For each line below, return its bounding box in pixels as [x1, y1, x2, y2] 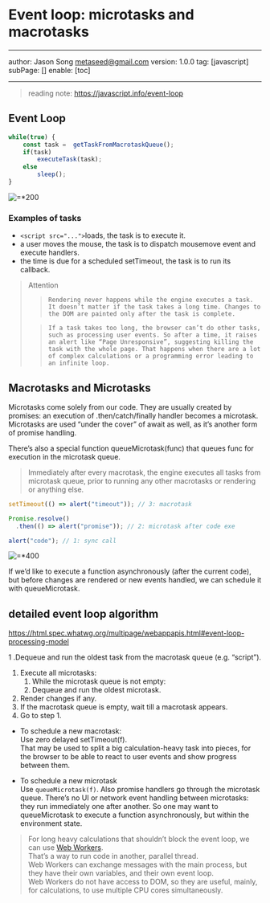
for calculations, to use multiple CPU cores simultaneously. [27, 885, 223, 895]
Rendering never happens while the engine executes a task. [47, 296, 254, 304]
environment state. [19, 819, 83, 828]
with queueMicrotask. [8, 584, 80, 594]
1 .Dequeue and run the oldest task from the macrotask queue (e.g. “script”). [8, 652, 262, 662]
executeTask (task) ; [37, 155, 103, 164]
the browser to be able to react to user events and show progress [19, 752, 237, 762]
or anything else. [27, 484, 84, 494]
